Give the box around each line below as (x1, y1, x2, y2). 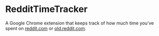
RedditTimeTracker (5, 3, 88, 15)
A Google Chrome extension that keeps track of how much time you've (5, 20, 154, 26)
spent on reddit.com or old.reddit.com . (5, 25, 87, 31)
